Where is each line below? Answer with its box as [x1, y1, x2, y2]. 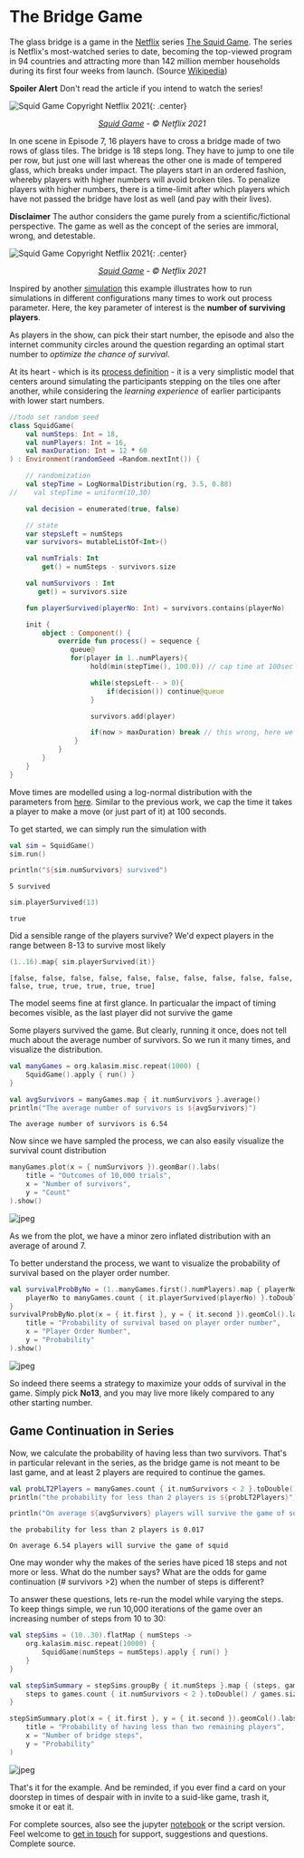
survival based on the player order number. [9, 1267, 170, 1278]
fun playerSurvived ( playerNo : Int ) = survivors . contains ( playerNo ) [25, 603, 285, 613]
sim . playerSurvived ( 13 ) [9, 898, 100, 908]
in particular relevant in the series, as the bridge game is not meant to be [9, 1457, 280, 1468]
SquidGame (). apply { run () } [25, 1070, 136, 1079]
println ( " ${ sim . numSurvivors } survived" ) [9, 866, 168, 875]
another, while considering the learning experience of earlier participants [9, 385, 281, 396]
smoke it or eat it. [9, 1801, 74, 1812]
